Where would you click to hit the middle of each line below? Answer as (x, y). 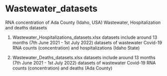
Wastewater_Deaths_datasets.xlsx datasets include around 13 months (84, 57)
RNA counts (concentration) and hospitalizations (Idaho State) (76, 48)
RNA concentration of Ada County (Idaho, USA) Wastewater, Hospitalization (83, 22)
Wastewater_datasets (51, 9)
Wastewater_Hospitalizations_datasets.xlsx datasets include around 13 (85, 37)
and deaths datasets (26, 27)
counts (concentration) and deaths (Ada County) (62, 68)
